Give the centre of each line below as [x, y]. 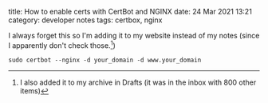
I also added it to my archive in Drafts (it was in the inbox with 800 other [138, 82]
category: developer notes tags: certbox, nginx [85, 20]
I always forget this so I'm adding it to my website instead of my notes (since [134, 36]
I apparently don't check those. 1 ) [62, 45]
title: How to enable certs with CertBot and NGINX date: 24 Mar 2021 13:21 [130, 12]
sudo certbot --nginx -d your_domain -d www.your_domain [105, 60]
